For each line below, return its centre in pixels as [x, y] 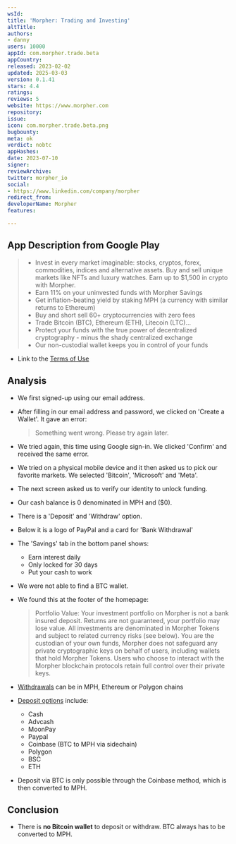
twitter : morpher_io [38, 178]
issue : [17, 119]
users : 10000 [26, 47]
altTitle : [22, 27]
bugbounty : [23, 132]
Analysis [27, 381]
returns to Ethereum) [65, 307]
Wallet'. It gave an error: [52, 419]
